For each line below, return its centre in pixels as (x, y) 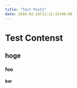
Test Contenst (34, 38)
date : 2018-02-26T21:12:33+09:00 (39, 14)
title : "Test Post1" (26, 9)
